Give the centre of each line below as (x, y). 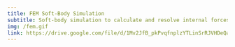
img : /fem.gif (28, 26)
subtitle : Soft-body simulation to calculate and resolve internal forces (119, 20)
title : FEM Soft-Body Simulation (56, 13)
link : (15, 33)
